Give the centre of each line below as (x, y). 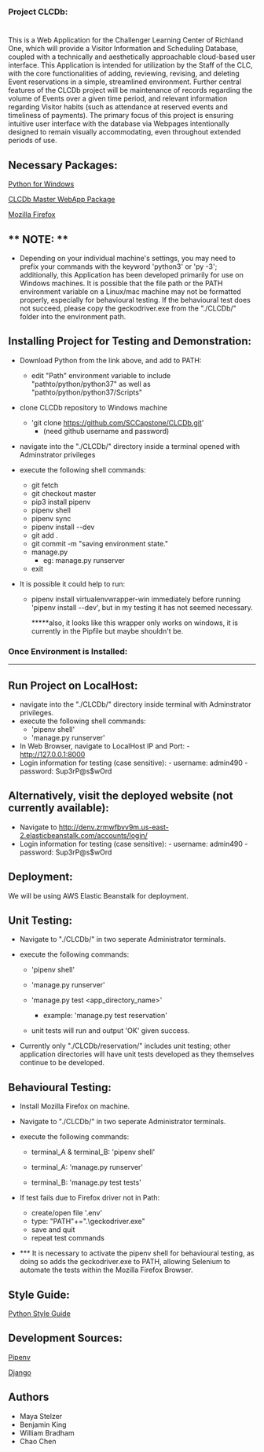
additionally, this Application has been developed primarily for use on (131, 275)
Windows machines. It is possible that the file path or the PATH (121, 283)
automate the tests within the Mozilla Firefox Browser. (106, 1270)
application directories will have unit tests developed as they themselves (137, 1054)
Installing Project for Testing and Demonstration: (130, 342)
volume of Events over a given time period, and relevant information (118, 99)
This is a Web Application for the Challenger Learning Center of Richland (126, 40)
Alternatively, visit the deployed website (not (121, 796)
